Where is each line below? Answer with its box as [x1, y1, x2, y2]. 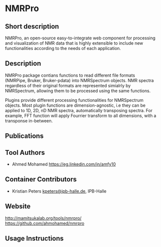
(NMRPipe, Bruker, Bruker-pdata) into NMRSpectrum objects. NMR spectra [5, 77, 154, 83]
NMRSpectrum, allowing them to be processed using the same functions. [5, 88, 151, 94]
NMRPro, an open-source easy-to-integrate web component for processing [5, 35, 156, 41]
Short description [5, 22, 59, 31]
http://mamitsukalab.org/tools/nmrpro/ [5, 215, 82, 221]
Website [5, 202, 30, 211]
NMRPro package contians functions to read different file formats [5, 72, 135, 78]
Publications [5, 132, 44, 140]
